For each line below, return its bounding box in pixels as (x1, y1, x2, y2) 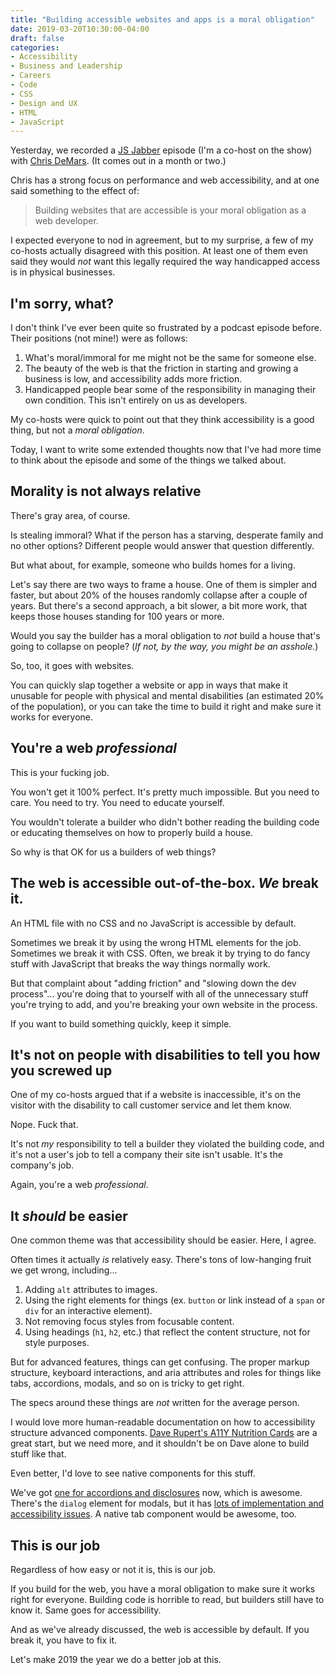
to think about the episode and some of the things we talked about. (10, 454, 287, 466)
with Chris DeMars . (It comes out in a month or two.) (10, 155, 227, 167)
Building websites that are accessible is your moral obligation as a (34, 204, 307, 216)
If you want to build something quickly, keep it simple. (10, 1017, 232, 1030)
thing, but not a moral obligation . (10, 424, 145, 436)
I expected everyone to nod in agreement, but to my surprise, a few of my (10, 234, 314, 246)
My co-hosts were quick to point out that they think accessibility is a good (10, 414, 315, 426)
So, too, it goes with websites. (10, 659, 135, 671)
